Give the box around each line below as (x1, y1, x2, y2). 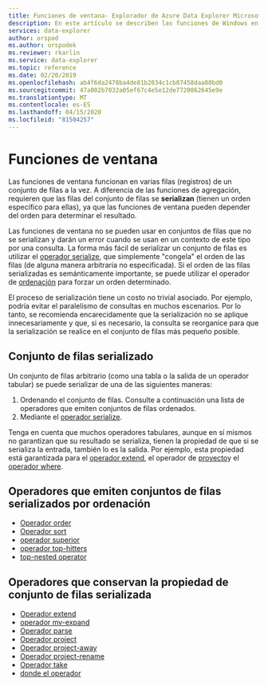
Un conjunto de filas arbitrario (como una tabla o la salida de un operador (8, 371, 250, 381)
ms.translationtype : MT (8, 94, 88, 102)
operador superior (19, 535, 81, 544)
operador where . (8, 461, 64, 471)
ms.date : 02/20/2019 (8, 71, 77, 79)
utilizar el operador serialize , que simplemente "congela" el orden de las (8, 251, 246, 261)
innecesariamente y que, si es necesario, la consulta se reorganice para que (8, 317, 259, 328)
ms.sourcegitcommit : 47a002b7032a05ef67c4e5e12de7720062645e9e (8, 86, 223, 94)
